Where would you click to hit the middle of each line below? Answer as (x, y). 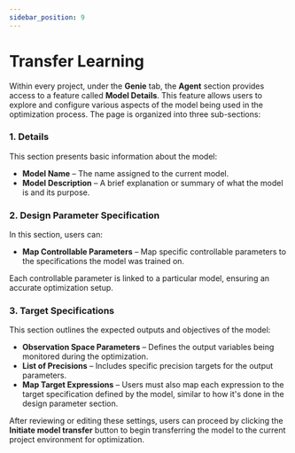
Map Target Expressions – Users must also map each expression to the (153, 385)
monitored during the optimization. (85, 356)
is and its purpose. (56, 192)
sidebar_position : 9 (47, 17)
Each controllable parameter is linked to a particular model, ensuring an (140, 278)
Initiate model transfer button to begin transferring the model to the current (147, 430)
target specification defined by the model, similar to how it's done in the (153, 394)
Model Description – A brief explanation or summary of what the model (152, 183)
